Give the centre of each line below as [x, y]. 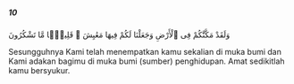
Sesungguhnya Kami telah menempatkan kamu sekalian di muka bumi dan [145, 51]
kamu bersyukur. [39, 70]
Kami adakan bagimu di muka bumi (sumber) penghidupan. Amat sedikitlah [147, 61]
